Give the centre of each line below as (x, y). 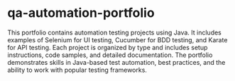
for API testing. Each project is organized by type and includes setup (108, 47)
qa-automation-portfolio (81, 13)
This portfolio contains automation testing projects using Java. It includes (115, 32)
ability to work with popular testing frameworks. (77, 70)
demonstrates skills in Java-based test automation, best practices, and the (116, 62)
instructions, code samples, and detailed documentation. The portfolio (110, 55)
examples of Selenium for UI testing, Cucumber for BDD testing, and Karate (117, 39)
